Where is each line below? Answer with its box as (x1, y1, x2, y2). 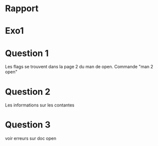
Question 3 (5, 119, 51, 130)
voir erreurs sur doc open (5, 135, 57, 142)
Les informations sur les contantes (5, 102, 75, 108)
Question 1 (5, 47, 49, 59)
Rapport (5, 3, 39, 14)
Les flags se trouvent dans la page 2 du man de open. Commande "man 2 (5, 64, 154, 70)
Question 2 (5, 86, 51, 97)
